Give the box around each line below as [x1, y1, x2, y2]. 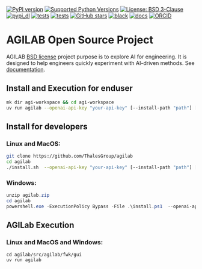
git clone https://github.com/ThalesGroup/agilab [6, 153, 133, 159]
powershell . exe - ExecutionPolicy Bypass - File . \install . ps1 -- [6, 203, 173, 209]
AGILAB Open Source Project [6, 33, 153, 47]
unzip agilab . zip [6, 193, 50, 199]
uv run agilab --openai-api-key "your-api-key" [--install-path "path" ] [6, 105, 192, 111]
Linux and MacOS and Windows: [6, 238, 103, 247]
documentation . [6, 66, 46, 73]
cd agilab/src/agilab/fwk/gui [6, 252, 82, 258]
